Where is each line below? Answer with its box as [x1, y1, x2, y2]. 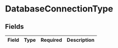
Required [40, 37, 62, 43]
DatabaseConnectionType [5, 3, 114, 14]
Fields [5, 23, 24, 31]
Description [66, 37, 95, 43]
